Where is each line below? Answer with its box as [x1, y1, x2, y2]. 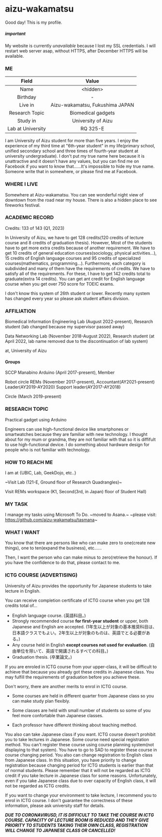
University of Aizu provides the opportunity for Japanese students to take [5, 583, 152, 589]
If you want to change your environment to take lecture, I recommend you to [5, 792, 157, 798]
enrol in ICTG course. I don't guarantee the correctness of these [5, 797, 133, 803]
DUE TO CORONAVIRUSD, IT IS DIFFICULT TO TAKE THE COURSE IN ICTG [5, 812, 154, 818]
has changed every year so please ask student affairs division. [5, 295, 130, 301]
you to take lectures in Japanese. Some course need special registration [5, 736, 149, 742]
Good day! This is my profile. [5, 19, 62, 25]
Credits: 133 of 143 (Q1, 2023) [5, 225, 65, 231]
